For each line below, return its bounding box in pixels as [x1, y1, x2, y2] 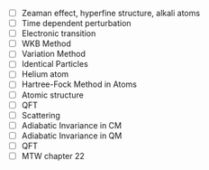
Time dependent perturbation [21, 18, 132, 29]
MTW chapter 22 [21, 150, 85, 161]
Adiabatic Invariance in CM [21, 119, 123, 130]
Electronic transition [21, 28, 96, 39]
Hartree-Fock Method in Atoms [21, 79, 137, 90]
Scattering [21, 109, 60, 120]
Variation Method [21, 49, 86, 60]
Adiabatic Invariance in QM [21, 130, 123, 141]
